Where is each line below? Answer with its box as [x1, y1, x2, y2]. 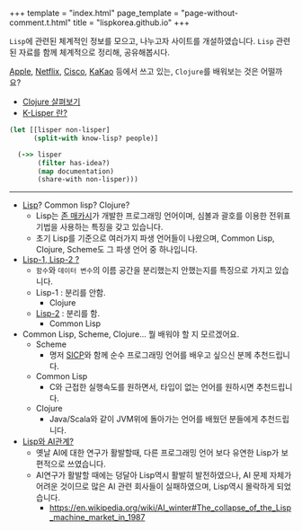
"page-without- [181, 8, 238, 18]
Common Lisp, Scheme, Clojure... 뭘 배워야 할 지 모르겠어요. [22, 329, 240, 340]
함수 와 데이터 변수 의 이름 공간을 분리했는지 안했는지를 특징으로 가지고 [35, 265, 273, 276]
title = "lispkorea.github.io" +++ [73, 17, 191, 28]
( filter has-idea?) [37, 158, 111, 167]
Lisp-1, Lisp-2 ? [22, 254, 80, 265]
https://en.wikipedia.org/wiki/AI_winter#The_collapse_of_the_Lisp [49, 502, 292, 513]
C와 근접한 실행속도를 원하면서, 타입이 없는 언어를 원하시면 [49, 382, 254, 393]
